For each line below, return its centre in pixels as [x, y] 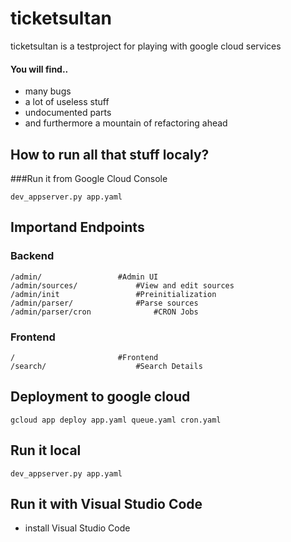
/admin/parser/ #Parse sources [104, 303]
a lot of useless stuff [67, 102]
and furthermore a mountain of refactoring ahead [126, 123]
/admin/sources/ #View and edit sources [122, 285]
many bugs [48, 91]
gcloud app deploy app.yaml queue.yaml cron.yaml [116, 420]
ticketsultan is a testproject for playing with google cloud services [146, 46]
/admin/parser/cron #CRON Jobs [104, 312]
